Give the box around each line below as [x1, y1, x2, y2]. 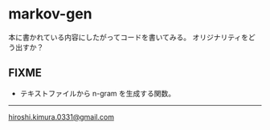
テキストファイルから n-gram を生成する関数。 [19, 88, 175, 98]
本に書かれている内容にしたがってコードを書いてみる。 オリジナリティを [8, 32, 249, 42]
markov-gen [8, 5, 92, 23]
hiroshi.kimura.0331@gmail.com [8, 112, 115, 121]
